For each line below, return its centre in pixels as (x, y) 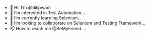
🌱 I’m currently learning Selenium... (46, 18)
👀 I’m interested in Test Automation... (47, 13)
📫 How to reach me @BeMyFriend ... (48, 28)
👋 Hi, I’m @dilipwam (30, 8)
